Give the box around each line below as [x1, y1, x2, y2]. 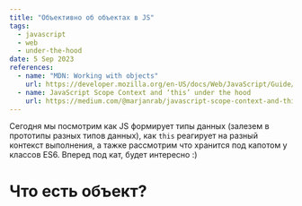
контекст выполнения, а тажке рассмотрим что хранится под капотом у [9, 140, 288, 150]
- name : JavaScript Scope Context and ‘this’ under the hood [17, 88, 252, 97]
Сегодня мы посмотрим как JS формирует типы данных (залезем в [9, 121, 270, 132]
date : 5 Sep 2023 [9, 55, 75, 64]
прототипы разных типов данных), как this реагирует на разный [9, 131, 259, 142]
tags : [9, 21, 30, 30]
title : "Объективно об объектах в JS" [9, 13, 155, 22]
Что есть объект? [9, 181, 147, 202]
